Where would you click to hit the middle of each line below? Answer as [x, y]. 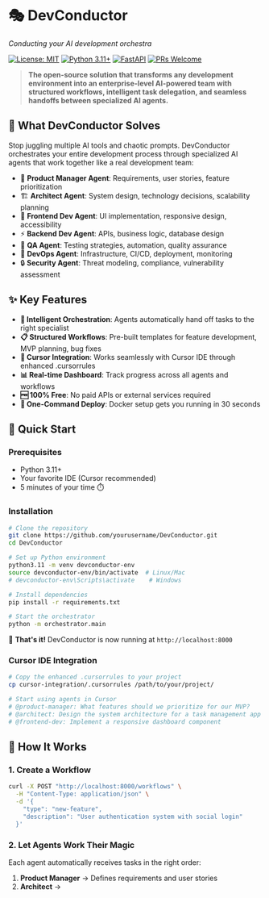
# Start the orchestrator [52, 617]
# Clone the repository [48, 528]
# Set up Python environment [57, 558]
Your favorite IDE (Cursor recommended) [88, 478]
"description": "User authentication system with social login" [133, 817]
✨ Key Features [48, 300]
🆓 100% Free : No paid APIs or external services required [115, 395]
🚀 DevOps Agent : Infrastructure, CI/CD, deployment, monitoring [126, 253]
